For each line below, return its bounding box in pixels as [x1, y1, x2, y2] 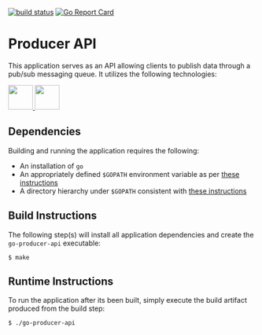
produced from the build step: [8, 304, 105, 314]
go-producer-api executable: [8, 238, 101, 248]
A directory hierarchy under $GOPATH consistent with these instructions [19, 186, 247, 196]
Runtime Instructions [8, 274, 114, 288]
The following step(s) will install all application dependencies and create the [8, 230, 254, 239]
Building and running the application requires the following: [8, 145, 199, 155]
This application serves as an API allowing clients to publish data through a [8, 61, 251, 70]
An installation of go [19, 161, 84, 171]
